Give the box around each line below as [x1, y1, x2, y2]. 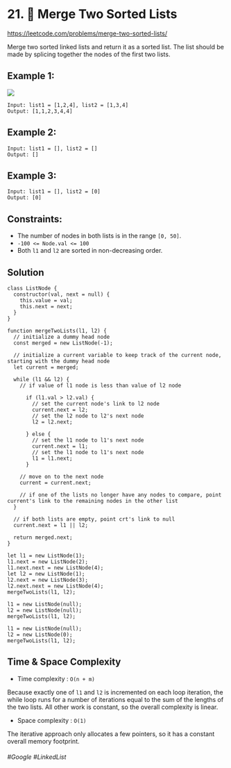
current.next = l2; [32, 406, 89, 413]
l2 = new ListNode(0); [7, 631, 73, 638]
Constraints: [7, 213, 62, 225]
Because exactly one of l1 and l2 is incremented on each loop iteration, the [7, 687, 223, 696]
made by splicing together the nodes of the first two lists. [7, 50, 171, 58]
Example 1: [7, 70, 55, 82]
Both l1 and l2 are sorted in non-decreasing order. [17, 247, 163, 255]
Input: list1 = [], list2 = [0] [7, 188, 101, 195]
